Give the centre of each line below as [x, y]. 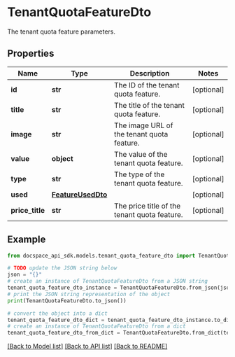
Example [27, 240]
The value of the [141, 154]
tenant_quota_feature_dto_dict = [56, 320]
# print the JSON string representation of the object [89, 294]
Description [150, 73]
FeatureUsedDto [79, 195]
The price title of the [147, 206]
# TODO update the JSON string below [62, 268]
